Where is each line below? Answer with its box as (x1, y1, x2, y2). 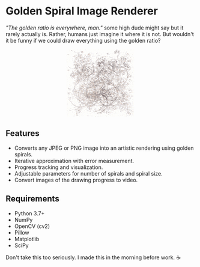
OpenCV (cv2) (14, 222, 50, 230)
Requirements (5, 194, 59, 204)
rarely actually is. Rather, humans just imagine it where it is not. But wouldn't (5, 30, 195, 37)
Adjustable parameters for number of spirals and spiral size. (14, 170, 163, 177)
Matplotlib (14, 235, 40, 242)
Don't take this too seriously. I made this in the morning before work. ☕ (5, 254, 181, 261)
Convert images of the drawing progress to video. (14, 176, 138, 183)
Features (5, 128, 40, 139)
